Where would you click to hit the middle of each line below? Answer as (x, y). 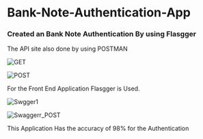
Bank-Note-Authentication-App (99, 13)
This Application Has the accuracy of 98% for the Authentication (98, 129)
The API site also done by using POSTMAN (67, 49)
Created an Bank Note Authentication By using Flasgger (102, 34)
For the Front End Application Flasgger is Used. (73, 89)
